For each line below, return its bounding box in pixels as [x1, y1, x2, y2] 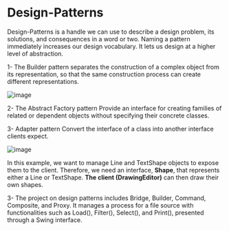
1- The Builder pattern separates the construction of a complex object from [7, 63, 220, 71]
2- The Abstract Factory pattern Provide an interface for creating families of [7, 104, 222, 112]
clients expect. [7, 132, 49, 140]
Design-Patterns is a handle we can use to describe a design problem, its [7, 27, 215, 36]
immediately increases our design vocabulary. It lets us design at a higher [7, 42, 216, 50]
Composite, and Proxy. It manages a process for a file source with [7, 201, 194, 209]
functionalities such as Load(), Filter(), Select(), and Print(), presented [7, 208, 204, 217]
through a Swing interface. [7, 215, 83, 224]
